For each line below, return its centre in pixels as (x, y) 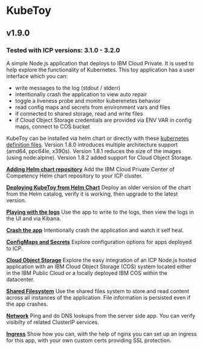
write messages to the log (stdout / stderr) (68, 88)
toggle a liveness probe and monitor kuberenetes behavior (88, 101)
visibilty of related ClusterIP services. (53, 322)
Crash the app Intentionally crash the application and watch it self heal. (95, 230)
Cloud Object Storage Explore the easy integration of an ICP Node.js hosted (101, 260)
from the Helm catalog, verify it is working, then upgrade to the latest (92, 194)
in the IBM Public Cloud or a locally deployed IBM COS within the (87, 272)
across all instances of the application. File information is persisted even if (98, 297)
